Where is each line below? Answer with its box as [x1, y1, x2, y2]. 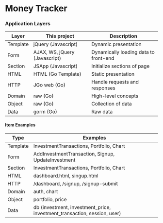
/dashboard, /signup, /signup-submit [33, 180, 118, 187]
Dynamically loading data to [91, 49, 155, 56]
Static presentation [91, 71, 135, 78]
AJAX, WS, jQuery [33, 49, 75, 56]
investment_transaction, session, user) [33, 210, 121, 217]
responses [91, 85, 115, 91]
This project [46, 33, 74, 39]
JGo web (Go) [33, 82, 65, 88]
